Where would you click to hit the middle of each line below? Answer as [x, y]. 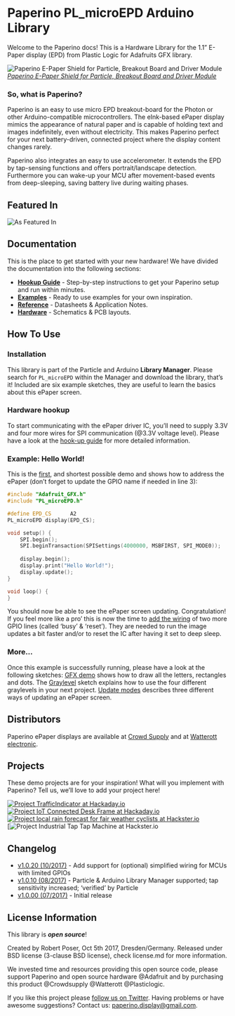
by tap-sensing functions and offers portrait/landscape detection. [102, 168]
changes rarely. [30, 147]
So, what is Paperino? [45, 94]
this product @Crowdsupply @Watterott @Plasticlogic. [86, 984]
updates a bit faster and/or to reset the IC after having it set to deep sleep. [115, 634]
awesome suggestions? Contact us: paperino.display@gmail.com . [102, 1005]
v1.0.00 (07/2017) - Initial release [65, 896]
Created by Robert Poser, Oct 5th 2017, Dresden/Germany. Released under [115, 948]
